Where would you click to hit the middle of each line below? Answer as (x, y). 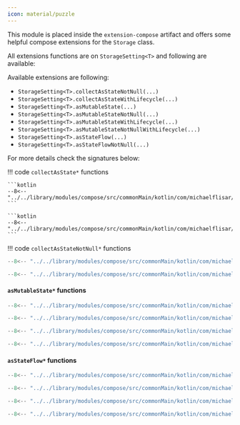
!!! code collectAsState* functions (58, 171)
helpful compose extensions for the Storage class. (81, 42)
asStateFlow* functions (42, 360)
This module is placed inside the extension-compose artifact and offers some (119, 34)
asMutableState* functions (47, 290)
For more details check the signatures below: (74, 158)
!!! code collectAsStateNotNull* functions (69, 248)
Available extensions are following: (58, 77)
